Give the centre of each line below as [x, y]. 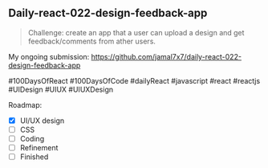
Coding [32, 138]
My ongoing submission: [49, 56]
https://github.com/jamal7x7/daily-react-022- [166, 56]
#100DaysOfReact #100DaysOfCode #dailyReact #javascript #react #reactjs [134, 80]
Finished [34, 157]
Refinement [39, 148]
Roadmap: [25, 104]
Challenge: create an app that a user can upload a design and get [136, 32]
